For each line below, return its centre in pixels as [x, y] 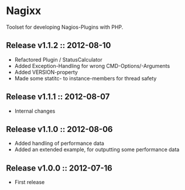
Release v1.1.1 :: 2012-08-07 [58, 97]
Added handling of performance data [59, 143]
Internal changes [35, 111]
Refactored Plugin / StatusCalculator [58, 59]
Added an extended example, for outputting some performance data [97, 150]
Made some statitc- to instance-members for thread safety [85, 78]
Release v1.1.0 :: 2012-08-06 [59, 129]
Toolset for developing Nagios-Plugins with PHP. [65, 27]
